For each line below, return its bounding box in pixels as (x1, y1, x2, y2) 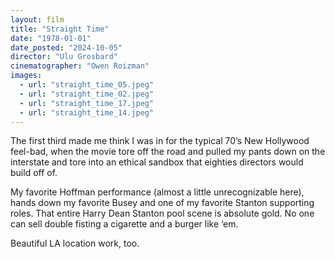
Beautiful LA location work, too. (10, 237, 140, 250)
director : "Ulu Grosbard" (10, 52, 118, 62)
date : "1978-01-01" (10, 33, 92, 43)
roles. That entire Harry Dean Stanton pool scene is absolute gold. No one (10, 207, 315, 220)
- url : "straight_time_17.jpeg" (19, 98, 155, 108)
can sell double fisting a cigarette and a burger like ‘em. (10, 218, 239, 230)
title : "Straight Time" (10, 24, 110, 34)
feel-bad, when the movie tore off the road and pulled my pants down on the (10, 146, 326, 158)
